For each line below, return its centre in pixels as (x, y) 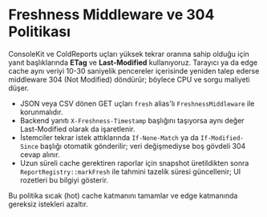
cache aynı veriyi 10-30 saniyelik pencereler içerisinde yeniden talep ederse (134, 70)
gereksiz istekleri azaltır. (48, 204)
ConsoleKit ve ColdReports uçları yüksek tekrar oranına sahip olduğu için (129, 54)
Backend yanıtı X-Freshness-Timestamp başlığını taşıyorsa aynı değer (132, 120)
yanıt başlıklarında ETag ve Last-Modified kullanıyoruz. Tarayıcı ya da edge (133, 62)
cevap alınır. (40, 155)
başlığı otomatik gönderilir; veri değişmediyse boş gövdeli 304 (143, 146)
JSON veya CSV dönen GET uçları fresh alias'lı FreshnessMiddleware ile (137, 103)
